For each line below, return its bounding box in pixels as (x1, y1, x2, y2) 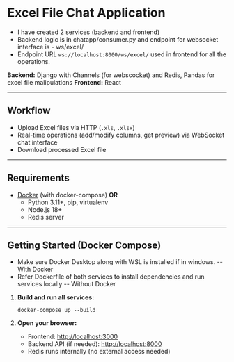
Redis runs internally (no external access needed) (27, 347, 171, 356)
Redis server (27, 213, 64, 221)
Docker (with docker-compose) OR (17, 190, 118, 199)
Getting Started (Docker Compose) (7, 239, 162, 251)
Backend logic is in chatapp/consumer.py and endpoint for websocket (17, 35, 219, 43)
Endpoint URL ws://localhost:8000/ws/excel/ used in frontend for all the (17, 50, 227, 58)
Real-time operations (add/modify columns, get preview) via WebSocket (17, 131, 225, 139)
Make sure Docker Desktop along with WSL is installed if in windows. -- (17, 258, 223, 266)
